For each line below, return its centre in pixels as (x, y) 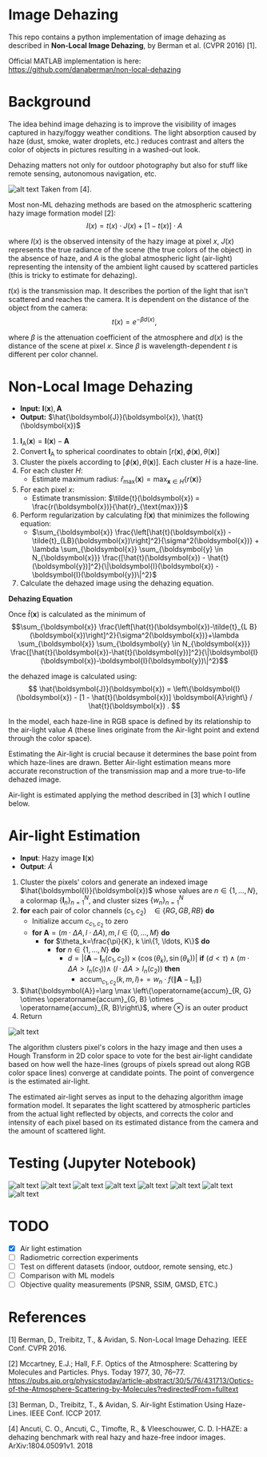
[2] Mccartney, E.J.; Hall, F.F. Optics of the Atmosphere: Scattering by (123, 1364)
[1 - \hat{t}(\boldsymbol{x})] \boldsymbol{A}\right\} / (166, 697)
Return (31, 1016)
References (47, 1317)
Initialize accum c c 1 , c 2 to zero (80, 923)
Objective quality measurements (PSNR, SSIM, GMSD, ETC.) (119, 1285)
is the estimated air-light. (49, 1081)
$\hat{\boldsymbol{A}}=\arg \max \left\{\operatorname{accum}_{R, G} (135, 990)
